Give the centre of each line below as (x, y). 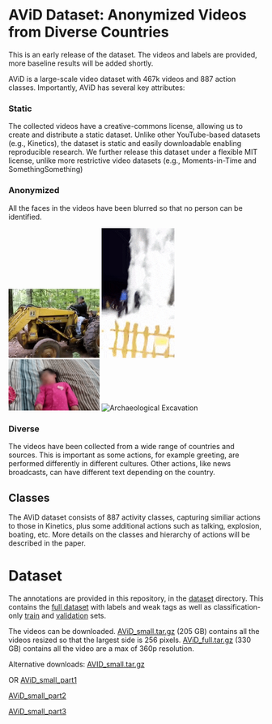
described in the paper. (47, 543)
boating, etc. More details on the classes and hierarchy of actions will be (130, 535)
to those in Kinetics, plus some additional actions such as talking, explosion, (135, 526)
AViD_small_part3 (38, 712)
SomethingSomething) (46, 169)
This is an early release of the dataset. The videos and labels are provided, (133, 54)
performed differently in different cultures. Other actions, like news (120, 464)
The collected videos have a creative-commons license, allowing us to (125, 126)
